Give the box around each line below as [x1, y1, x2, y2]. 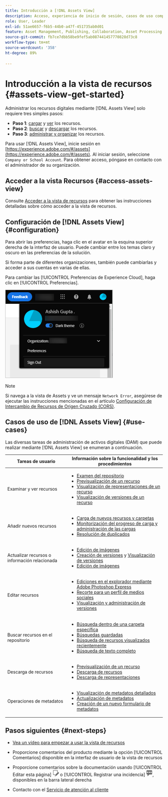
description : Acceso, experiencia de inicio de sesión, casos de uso [5, 13, 153, 19]
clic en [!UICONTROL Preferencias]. [5, 280, 79, 286]
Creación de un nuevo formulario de [76, 701, 151, 707]
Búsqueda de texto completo [76, 648, 136, 654]
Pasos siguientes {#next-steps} [5, 726, 106, 735]
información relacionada [7, 557, 57, 563]
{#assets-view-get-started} [5, 88, 125, 100]
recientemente [76, 642, 106, 648]
